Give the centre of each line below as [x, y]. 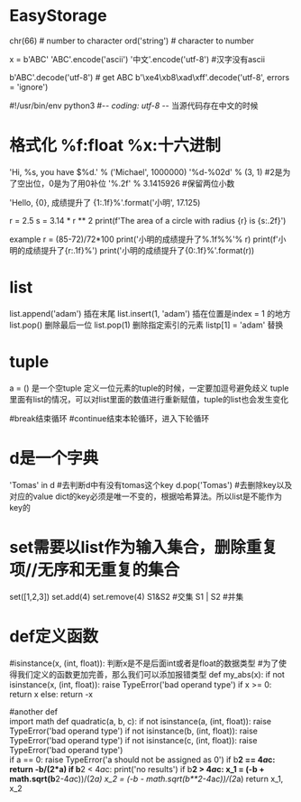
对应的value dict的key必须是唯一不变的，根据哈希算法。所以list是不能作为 [146, 496]
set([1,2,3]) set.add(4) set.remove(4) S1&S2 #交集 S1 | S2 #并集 [127, 596]
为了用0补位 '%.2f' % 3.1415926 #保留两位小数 [148, 183]
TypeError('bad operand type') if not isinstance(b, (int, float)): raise [134, 731]
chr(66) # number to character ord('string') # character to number [132, 41]
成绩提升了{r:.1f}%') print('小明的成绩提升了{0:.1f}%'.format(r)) [140, 250]
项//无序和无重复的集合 [95, 570]
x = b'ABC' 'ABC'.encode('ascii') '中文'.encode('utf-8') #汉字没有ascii [137, 59]
